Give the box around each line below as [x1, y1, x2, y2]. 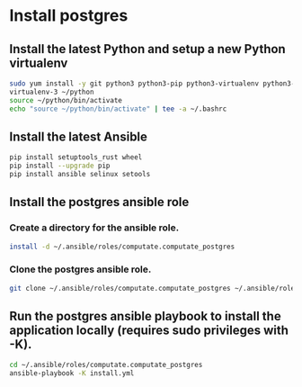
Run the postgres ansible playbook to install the [9, 309, 281, 324]
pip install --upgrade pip [9, 161, 111, 171]
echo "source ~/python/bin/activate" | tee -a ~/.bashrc [9, 104, 227, 113]
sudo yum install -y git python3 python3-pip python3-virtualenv [9, 79, 259, 88]
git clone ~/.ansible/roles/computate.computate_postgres [9, 283, 231, 292]
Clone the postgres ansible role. [9, 263, 152, 275]
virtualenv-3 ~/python [9, 87, 94, 96]
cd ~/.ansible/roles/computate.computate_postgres [9, 361, 203, 370]
